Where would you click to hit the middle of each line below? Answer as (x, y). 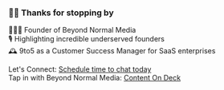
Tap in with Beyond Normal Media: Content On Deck (95, 78)
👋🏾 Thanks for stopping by (61, 13)
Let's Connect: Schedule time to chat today (80, 69)
